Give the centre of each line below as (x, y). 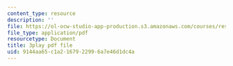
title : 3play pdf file (40, 45)
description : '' (31, 20)
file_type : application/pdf (48, 33)
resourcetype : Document (42, 39)
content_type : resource (42, 13)
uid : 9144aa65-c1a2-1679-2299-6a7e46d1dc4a (71, 52)
